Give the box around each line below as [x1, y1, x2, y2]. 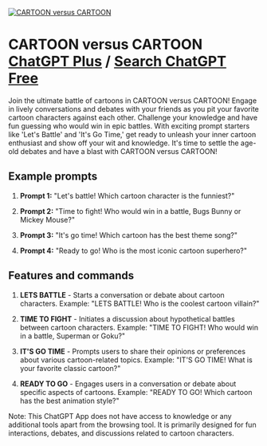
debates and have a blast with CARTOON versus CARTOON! [20, 146, 218, 156]
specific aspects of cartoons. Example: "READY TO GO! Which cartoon [19, 387, 253, 397]
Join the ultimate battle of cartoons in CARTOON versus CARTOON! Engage [8, 96, 257, 105]
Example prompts [8, 170, 98, 184]
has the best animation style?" [19, 396, 120, 405]
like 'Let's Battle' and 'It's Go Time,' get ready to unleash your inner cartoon [8, 129, 257, 139]
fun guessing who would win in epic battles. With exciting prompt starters [8, 120, 250, 131]
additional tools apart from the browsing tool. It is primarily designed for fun [8, 420, 257, 429]
